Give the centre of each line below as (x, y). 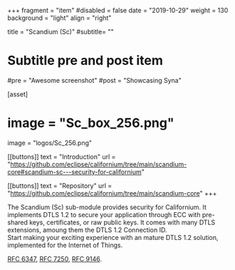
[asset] (18, 94)
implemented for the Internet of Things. (65, 245)
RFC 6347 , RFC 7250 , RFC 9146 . (54, 259)
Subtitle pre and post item (85, 61)
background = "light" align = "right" (59, 18)
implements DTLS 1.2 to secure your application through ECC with (104, 214)
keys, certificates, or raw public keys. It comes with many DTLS (122, 222)
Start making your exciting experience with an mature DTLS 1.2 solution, (113, 237)
